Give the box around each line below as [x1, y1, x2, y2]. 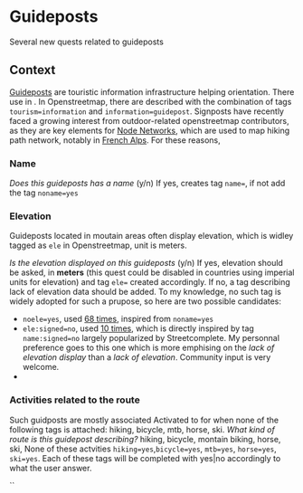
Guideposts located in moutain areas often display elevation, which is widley [9, 231, 294, 242]
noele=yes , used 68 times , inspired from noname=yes [22, 314, 214, 325]
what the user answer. [9, 462, 92, 473]
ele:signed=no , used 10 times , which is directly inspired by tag [22, 323, 255, 334]
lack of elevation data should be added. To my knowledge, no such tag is [9, 287, 282, 298]
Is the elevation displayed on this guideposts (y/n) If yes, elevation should [9, 258, 283, 269]
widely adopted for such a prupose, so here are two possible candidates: [9, 296, 282, 307]
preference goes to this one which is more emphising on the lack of [22, 342, 275, 354]
